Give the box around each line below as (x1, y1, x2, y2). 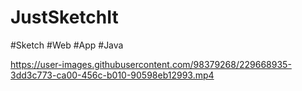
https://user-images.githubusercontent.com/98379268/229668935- (10, 58, 292, 70)
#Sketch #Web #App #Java (10, 39, 124, 51)
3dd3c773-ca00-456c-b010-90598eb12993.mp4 (10, 69, 215, 81)
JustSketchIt (10, 6, 119, 29)
